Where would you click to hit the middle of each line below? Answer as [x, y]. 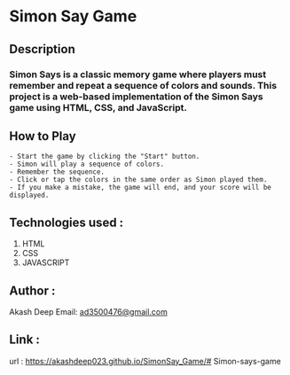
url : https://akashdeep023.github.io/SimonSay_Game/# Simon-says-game [145, 361]
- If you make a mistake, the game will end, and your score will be [141, 188]
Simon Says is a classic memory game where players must [138, 74]
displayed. [29, 195]
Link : [24, 340]
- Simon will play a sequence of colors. [87, 164]
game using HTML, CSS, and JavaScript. [98, 107]
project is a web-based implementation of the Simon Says [136, 97]
